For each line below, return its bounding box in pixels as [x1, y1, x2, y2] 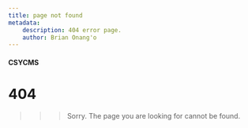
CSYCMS [8, 57, 39, 67]
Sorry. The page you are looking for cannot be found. [66, 111, 241, 120]
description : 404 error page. [22, 26, 122, 34]
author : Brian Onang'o [22, 33, 97, 42]
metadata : [8, 19, 41, 27]
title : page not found [8, 11, 83, 20]
